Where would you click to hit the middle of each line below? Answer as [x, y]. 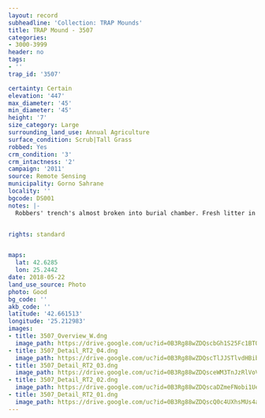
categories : [28, 37]
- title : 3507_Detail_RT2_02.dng [63, 380]
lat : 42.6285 [37, 263]
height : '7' [28, 118]
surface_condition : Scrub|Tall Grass [70, 140]
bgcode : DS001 [32, 198]
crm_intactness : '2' [42, 162]
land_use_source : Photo [47, 285]
